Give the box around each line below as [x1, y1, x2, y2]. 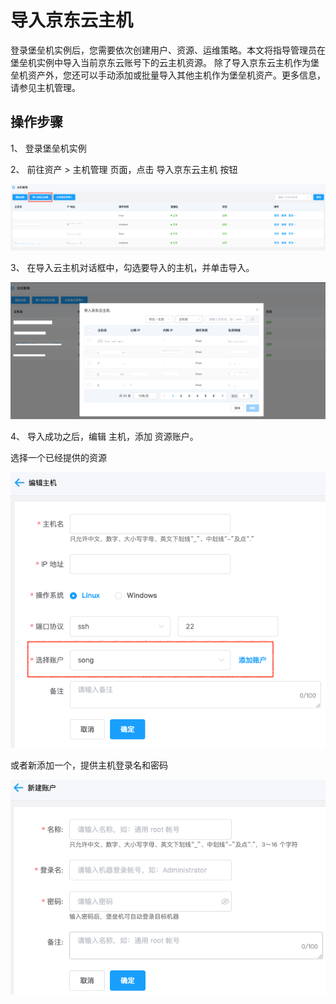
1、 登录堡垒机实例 [10, 142, 87, 154]
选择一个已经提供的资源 [10, 452, 107, 464]
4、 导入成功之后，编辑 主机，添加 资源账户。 [10, 431, 199, 443]
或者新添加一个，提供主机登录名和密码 [10, 759, 168, 771]
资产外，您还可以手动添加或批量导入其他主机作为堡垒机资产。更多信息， [27, 69, 326, 81]
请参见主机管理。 [10, 81, 81, 93]
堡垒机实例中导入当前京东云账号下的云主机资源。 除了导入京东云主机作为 [10, 56, 311, 68]
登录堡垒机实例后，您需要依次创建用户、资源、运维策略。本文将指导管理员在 [10, 44, 326, 56]
